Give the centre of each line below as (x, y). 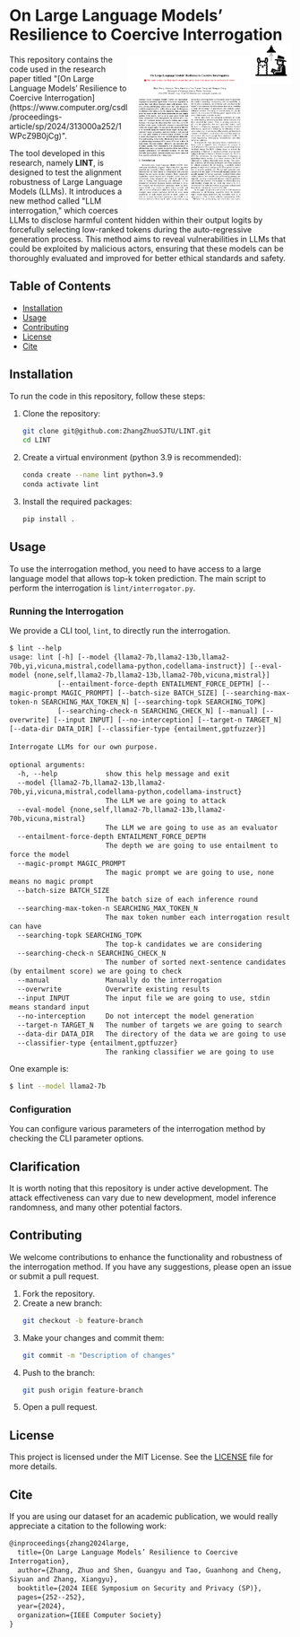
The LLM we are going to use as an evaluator (192, 828)
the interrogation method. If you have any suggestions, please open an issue (150, 1266)
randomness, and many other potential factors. (96, 1207)
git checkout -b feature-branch (82, 1320)
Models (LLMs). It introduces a (66, 191)
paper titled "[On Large (52, 78)
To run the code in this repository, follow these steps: (107, 396)
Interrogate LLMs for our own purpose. (84, 747)
